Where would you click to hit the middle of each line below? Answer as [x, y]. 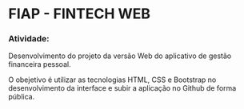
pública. [22, 97]
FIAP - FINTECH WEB [79, 14]
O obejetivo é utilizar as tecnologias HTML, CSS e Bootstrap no [112, 80]
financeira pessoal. [40, 64]
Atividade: [29, 39]
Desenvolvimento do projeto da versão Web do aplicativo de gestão [120, 56]
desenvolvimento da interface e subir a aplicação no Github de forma [122, 88]
